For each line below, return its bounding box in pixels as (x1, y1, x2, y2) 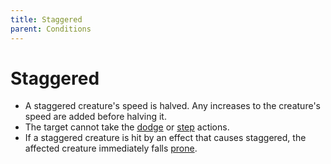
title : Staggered (10, 14, 83, 25)
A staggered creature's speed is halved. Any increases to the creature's (24, 100, 321, 112)
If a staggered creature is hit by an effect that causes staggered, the (24, 132, 307, 144)
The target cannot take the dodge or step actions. (24, 121, 230, 133)
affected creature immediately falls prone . (24, 142, 198, 155)
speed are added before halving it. (24, 111, 167, 123)
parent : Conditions (10, 24, 92, 34)
